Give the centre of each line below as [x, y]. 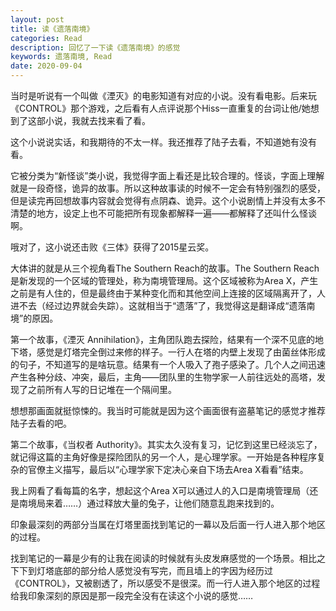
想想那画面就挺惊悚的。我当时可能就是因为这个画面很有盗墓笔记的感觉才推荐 [168, 410]
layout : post [37, 19]
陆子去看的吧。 [41, 423]
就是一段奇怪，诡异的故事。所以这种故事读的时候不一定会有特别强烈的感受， [168, 188]
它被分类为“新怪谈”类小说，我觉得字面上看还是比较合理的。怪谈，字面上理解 [167, 175]
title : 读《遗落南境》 [52, 29]
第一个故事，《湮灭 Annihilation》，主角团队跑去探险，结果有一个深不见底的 [163, 339]
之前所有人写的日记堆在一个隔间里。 [102, 389]
